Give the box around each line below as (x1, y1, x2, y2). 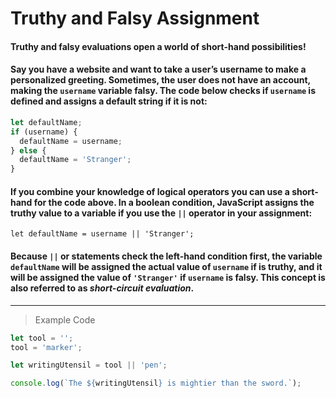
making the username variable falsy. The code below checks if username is (10, 85, 316, 97)
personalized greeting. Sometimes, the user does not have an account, (10, 74, 311, 86)
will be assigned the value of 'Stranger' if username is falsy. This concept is (10, 272, 326, 284)
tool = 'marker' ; (10, 342, 83, 352)
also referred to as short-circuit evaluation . (10, 282, 195, 294)
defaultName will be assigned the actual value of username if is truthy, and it (10, 261, 323, 273)
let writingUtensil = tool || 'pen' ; (10, 360, 168, 371)
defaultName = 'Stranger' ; (19, 155, 132, 165)
